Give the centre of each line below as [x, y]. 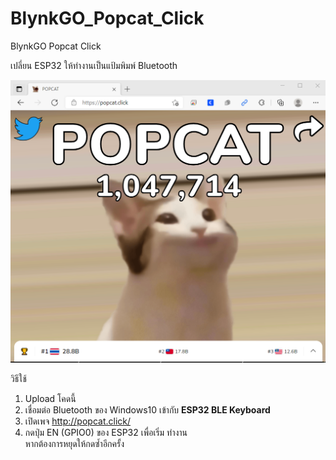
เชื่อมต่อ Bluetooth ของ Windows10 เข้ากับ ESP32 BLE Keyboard [147, 410]
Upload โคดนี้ [50, 399]
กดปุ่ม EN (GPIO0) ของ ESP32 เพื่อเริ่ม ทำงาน [106, 433]
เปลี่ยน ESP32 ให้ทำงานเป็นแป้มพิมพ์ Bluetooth [94, 65]
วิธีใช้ [18, 379]
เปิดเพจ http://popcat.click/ [78, 421]
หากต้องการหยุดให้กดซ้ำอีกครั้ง [74, 444]
